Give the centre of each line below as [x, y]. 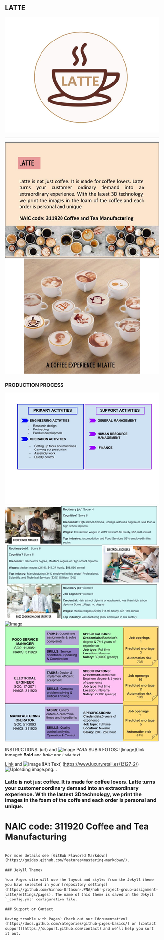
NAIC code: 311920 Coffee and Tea [77, 826]
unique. [14, 806]
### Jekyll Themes [24, 870]
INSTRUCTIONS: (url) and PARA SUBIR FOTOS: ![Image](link [75, 749]
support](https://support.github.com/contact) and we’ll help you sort [79, 929]
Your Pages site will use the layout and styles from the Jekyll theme [79, 880]
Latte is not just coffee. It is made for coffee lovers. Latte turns [80, 782]
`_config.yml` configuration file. [41, 899]
